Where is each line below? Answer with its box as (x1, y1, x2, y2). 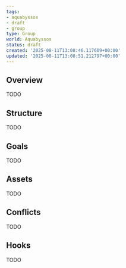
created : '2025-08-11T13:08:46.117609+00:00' (6, 48, 121, 54)
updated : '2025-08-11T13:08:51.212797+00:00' (6, 53, 121, 59)
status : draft (6, 42, 42, 48)
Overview (6, 75, 43, 85)
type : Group (6, 31, 36, 37)
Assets (6, 174, 33, 185)
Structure (6, 108, 43, 118)
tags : (6, 8, 20, 15)
